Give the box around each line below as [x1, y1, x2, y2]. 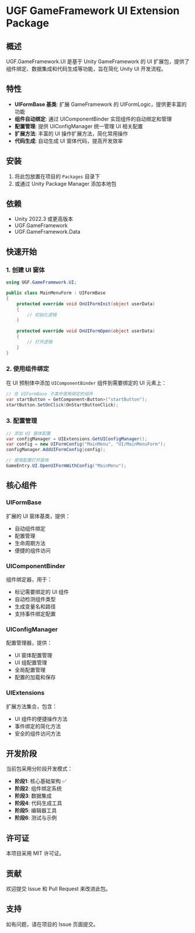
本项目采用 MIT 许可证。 [6, 850, 65, 857]
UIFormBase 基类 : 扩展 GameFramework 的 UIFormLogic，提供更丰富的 [14, 101, 187, 108]
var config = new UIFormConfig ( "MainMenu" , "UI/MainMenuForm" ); [6, 441, 166, 447]
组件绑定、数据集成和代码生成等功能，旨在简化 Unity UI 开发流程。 [6, 66, 166, 72]
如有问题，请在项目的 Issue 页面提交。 [6, 921, 99, 928]
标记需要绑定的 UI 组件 [14, 588, 69, 595]
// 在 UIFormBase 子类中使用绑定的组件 [6, 391, 93, 397]
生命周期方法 [14, 539, 46, 546]
